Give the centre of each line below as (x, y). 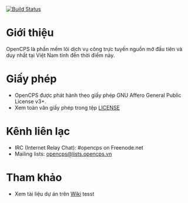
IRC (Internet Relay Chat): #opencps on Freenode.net (79, 147)
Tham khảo (34, 177)
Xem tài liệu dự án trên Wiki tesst (54, 194)
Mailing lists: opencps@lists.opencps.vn (63, 154)
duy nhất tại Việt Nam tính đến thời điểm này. (61, 55)
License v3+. (30, 101)
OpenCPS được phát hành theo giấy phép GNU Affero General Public (98, 95)
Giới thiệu (30, 33)
